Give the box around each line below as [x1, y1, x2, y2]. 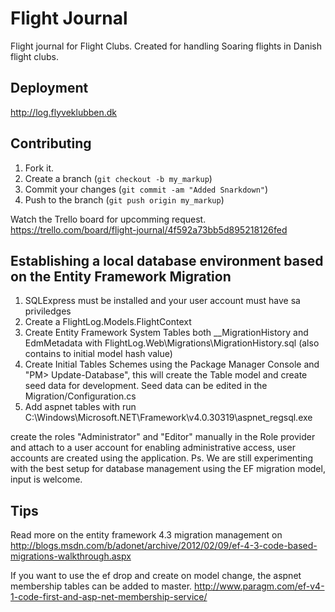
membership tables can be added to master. [10, 580, 193, 592]
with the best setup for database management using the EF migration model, [10, 463, 326, 475]
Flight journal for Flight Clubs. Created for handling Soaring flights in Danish [10, 40, 323, 52]
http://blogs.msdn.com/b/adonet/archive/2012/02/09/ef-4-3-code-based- [10, 540, 318, 552]
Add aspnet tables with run [24, 401, 137, 413]
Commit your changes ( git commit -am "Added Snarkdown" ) [24, 183, 269, 195]
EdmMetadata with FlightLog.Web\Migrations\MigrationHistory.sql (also [24, 337, 320, 349]
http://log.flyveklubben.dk [10, 106, 118, 118]
